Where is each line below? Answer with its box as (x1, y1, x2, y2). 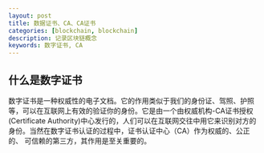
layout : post (8, 11, 52, 20)
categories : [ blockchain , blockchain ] (8, 26, 138, 34)
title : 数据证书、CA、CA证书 (8, 19, 96, 27)
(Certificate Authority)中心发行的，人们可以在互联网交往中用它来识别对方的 (8, 115, 257, 125)
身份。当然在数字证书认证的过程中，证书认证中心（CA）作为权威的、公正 (8, 126, 250, 135)
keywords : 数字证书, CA (8, 42, 83, 50)
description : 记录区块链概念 (8, 34, 98, 42)
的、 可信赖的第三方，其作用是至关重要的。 (8, 135, 151, 145)
